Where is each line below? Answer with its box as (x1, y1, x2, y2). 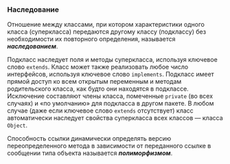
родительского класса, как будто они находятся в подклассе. (7, 84, 189, 93)
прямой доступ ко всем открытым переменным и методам (7, 78, 182, 86)
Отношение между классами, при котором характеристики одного (7, 21, 205, 29)
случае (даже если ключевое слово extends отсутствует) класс (7, 106, 194, 115)
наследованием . (7, 43, 58, 51)
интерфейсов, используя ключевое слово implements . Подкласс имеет (7, 70, 214, 78)
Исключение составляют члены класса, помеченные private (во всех (7, 92, 214, 100)
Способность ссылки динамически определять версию (7, 134, 172, 143)
